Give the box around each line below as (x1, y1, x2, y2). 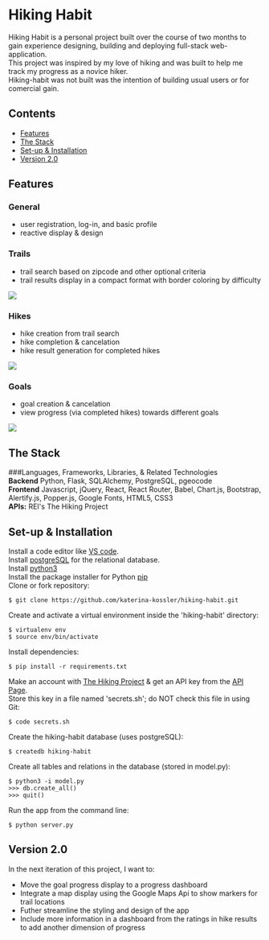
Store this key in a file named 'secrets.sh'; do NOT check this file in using (8, 694, 251, 703)
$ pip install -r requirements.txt (8, 662, 128, 670)
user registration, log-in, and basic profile (19, 220, 158, 229)
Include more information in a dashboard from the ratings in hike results (19, 913, 258, 923)
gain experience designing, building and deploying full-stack (8, 40, 209, 50)
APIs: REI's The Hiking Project (8, 501, 108, 512)
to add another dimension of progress (19, 922, 146, 932)
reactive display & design (19, 228, 104, 238)
